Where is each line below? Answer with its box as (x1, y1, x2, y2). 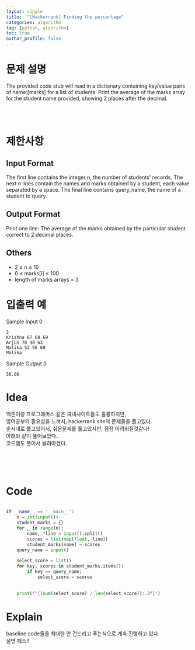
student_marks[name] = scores (27, 541, 100, 547)
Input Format (6, 158, 54, 168)
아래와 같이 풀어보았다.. (6, 433, 60, 440)
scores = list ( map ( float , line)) (27, 536, 109, 542)
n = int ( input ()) (16, 514, 59, 520)
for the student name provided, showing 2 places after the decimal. (6, 95, 168, 102)
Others (6, 248, 32, 258)
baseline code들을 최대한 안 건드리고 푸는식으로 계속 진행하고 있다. (6, 630, 160, 637)
